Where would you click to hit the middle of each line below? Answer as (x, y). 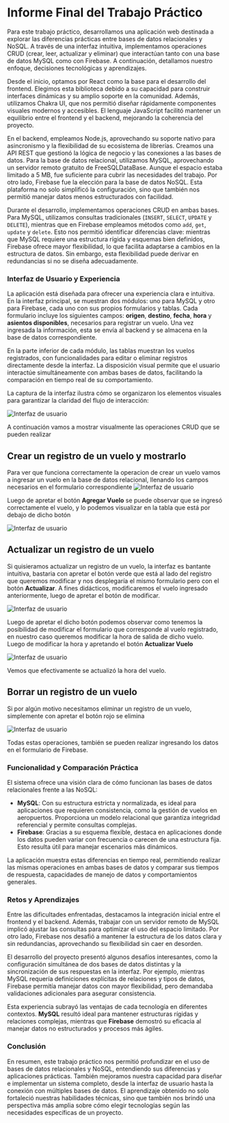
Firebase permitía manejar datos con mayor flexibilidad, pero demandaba (110, 986)
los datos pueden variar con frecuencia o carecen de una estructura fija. (119, 839)
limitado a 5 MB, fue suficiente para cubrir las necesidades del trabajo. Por (112, 175)
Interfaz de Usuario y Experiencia (64, 279)
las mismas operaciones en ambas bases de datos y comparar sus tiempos (113, 867)
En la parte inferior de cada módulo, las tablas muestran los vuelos (101, 351)
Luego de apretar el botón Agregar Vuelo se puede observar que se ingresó (115, 500)
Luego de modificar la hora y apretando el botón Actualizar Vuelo (100, 643)
